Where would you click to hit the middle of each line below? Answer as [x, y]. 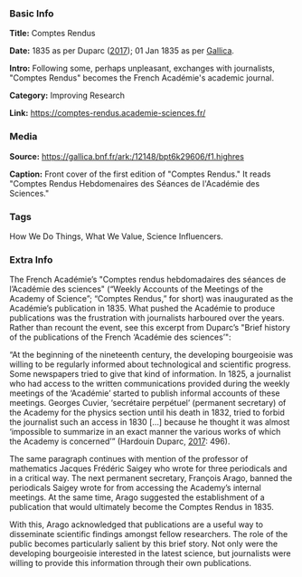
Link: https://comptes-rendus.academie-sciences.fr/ [108, 113]
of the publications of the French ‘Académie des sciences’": [121, 337]
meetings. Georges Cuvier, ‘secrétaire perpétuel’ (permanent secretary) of [148, 403]
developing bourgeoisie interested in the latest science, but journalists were [150, 553]
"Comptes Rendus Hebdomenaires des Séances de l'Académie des [135, 183]
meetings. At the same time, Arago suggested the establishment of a [137, 497]
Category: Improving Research [67, 96]
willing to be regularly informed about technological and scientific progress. [150, 364]
